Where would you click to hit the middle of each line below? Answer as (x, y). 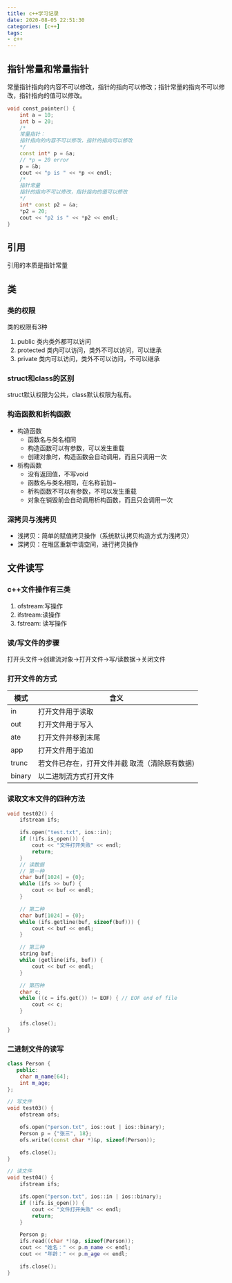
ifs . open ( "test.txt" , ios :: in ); (66, 833)
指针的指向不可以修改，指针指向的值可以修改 (74, 192)
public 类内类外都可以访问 (54, 342)
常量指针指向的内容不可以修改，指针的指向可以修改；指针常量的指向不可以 (113, 86)
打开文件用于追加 (66, 751)
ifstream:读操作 (39, 615)
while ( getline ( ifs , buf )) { (61, 961)
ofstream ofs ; (40, 1115)
